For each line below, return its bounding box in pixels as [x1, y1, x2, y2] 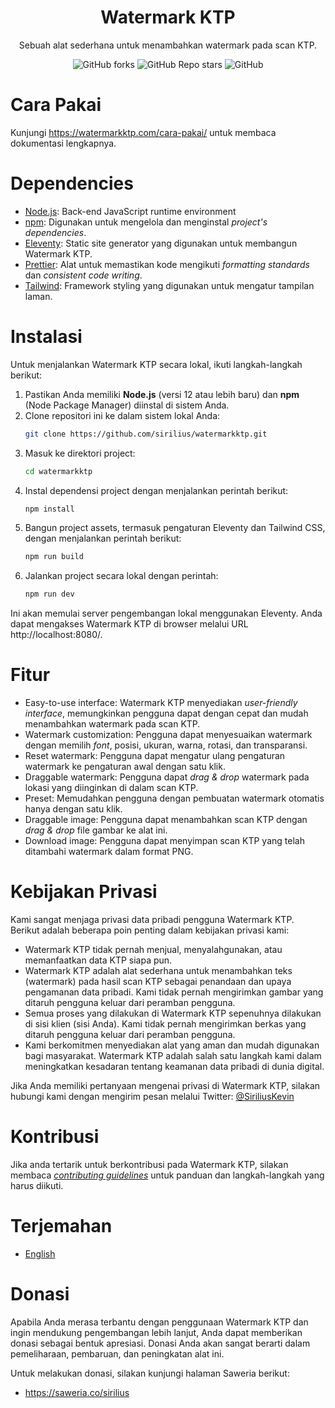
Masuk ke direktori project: [24, 447, 136, 459]
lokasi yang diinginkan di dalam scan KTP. [24, 782, 199, 794]
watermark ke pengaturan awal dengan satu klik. [24, 761, 226, 773]
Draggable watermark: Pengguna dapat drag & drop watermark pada [24, 771, 310, 783]
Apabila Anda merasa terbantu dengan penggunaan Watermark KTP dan [10, 1316, 309, 1328]
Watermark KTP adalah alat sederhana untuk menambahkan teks [24, 965, 293, 976]
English [24, 1247, 56, 1260]
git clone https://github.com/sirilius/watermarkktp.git [24, 429, 268, 439]
